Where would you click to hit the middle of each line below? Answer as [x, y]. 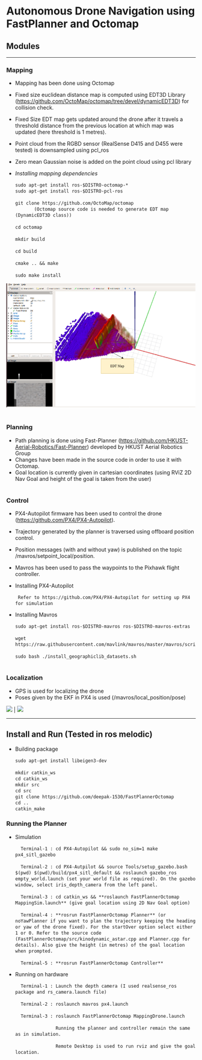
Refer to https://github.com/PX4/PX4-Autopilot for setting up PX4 [104, 598]
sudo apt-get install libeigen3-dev [61, 761]
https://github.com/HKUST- [154, 440]
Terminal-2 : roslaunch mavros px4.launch [75, 1004]
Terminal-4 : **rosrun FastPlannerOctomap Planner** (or [93, 915]
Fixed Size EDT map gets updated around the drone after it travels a [99, 119]
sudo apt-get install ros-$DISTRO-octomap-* [72, 185]
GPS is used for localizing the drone [59, 691]
